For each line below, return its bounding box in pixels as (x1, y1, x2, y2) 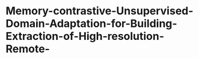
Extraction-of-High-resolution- (5, 30, 165, 43)
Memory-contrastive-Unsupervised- (5, 4, 194, 18)
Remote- (5, 42, 51, 56)
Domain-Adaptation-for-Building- (5, 17, 178, 30)
